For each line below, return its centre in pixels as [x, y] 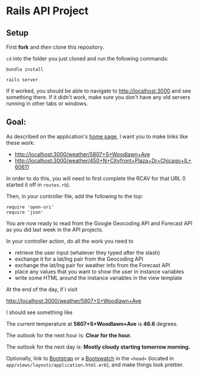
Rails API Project [47, 11]
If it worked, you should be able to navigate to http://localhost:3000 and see [99, 91]
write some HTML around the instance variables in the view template [98, 278]
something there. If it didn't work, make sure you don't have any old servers [98, 97]
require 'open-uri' [30, 207]
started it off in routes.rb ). [38, 185]
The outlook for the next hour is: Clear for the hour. [69, 335]
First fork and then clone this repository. [55, 47]
